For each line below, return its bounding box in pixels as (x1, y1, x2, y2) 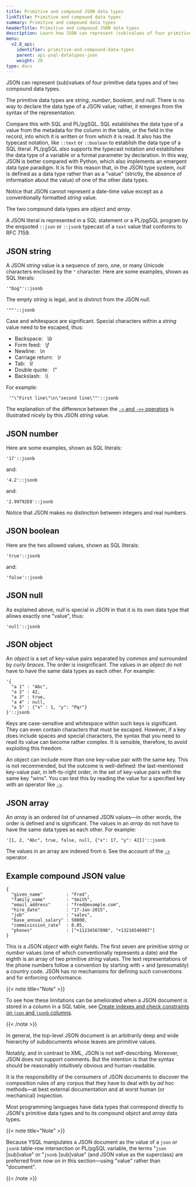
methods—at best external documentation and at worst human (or (6, 1086, 165, 1093)
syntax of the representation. (6, 109, 76, 116)
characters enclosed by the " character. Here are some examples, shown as (6, 268, 188, 276)
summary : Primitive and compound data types (6, 19, 116, 25)
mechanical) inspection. (6, 1092, 64, 1099)
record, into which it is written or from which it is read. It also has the (6, 133, 171, 140)
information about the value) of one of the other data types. (6, 176, 149, 183)
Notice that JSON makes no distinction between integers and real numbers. (6, 509, 188, 516)
